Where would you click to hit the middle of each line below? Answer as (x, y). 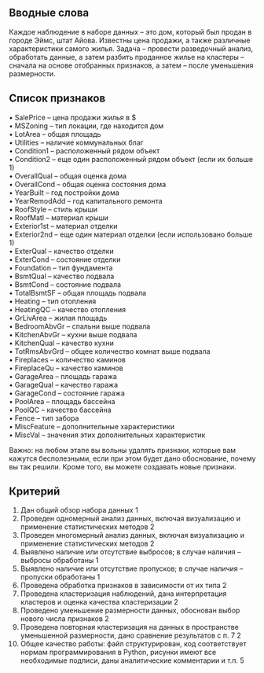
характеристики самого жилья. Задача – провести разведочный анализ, (131, 48)
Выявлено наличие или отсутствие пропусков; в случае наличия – (132, 568)
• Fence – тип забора (44, 418)
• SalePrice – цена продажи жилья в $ (73, 117)
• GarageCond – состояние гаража (67, 393)
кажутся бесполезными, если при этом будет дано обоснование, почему (132, 458)
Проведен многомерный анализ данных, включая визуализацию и (132, 535)
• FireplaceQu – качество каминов (66, 368)
